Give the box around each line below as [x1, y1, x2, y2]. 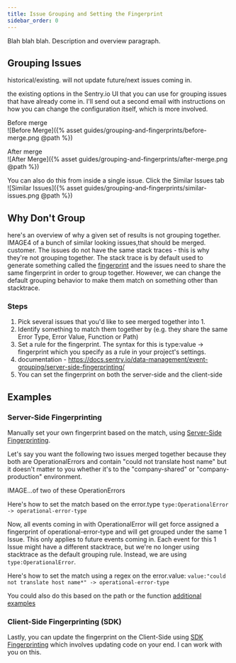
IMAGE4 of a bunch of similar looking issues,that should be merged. [7, 239, 206, 247]
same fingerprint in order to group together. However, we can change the [7, 269, 221, 277]
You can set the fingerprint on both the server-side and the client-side [17, 370, 223, 379]
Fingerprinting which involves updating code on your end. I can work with [7, 640, 223, 649]
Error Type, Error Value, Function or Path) [17, 333, 139, 341]
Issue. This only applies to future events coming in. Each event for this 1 [7, 535, 217, 544]
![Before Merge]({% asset [7, 126, 83, 135]
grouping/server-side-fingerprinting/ [17, 363, 125, 372]
